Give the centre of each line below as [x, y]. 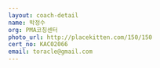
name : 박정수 [27, 23]
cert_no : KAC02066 [38, 45]
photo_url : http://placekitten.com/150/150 [80, 37]
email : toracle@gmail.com [50, 52]
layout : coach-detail [44, 15]
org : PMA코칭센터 [33, 30]
